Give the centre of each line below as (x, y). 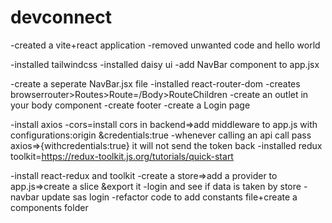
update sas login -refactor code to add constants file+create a (169, 197)
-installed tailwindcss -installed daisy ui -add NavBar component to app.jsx (165, 64)
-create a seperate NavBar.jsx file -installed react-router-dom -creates (155, 83)
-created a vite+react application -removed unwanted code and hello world (165, 45)
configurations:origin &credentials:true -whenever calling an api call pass (161, 135)
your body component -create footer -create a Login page (130, 105)
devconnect (61, 17)
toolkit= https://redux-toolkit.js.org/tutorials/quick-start (122, 156)
